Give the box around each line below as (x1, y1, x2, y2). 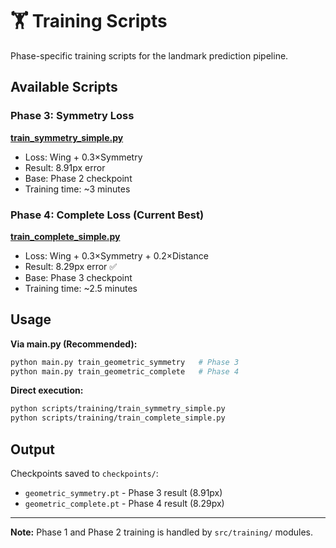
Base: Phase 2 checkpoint (24, 172, 133, 184)
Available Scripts (10, 79, 118, 96)
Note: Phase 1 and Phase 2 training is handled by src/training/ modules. (10, 526, 314, 538)
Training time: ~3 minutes (24, 183, 131, 195)
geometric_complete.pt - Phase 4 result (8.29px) (24, 498, 225, 510)
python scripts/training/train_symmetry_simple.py (10, 404, 226, 414)
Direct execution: (10, 384, 84, 397)
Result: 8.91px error (24, 161, 106, 173)
